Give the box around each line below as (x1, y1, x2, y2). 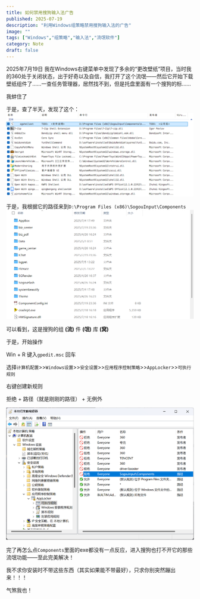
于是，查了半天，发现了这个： (6, 105, 79, 113)
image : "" (6, 29, 31, 35)
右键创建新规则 (6, 382, 43, 390)
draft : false (6, 48, 39, 54)
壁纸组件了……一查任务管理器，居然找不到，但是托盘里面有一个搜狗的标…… (6, 80, 192, 87)
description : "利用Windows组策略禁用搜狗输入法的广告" (6, 22, 132, 28)
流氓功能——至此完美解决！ (6, 554, 74, 561)
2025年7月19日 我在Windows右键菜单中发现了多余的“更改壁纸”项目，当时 (6, 65, 186, 72)
